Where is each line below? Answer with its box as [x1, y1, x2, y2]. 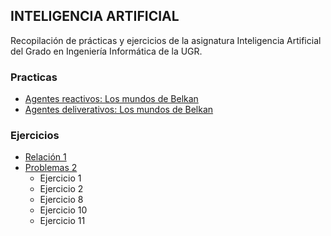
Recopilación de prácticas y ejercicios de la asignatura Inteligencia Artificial [10, 34, 322, 46]
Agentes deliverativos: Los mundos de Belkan [24, 104, 214, 116]
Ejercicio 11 [39, 215, 86, 227]
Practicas [10, 70, 58, 84]
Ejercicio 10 [39, 204, 88, 216]
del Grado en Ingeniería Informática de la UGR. [10, 45, 203, 57]
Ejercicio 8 [39, 194, 84, 206]
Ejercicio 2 [39, 183, 84, 195]
